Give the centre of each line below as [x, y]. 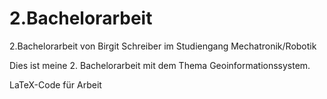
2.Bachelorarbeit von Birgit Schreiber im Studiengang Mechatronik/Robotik [163, 46]
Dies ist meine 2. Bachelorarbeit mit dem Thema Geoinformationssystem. [160, 65]
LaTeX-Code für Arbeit [55, 84]
